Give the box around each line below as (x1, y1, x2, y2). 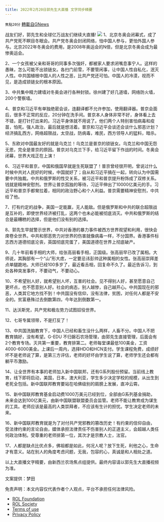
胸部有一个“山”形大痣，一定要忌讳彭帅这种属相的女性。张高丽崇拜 (21, 255, 155, 261)
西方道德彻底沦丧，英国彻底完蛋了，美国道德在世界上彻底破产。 (9, 239, 138, 245)
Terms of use (12, 506, 39, 512)
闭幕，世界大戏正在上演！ (5, 153, 57, 159)
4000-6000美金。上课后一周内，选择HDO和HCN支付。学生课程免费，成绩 (5, 346, 155, 352)
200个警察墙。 (5, 95, 35, 101)
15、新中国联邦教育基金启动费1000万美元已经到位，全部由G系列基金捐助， (5, 391, 155, 397)
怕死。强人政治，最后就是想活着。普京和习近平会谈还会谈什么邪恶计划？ (13, 124, 159, 130)
